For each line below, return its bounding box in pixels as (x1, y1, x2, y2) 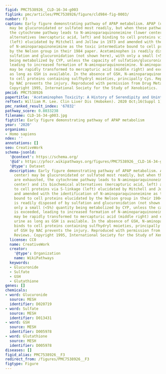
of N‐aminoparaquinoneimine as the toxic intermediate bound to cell (9, 44, 156, 49)
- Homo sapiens (5, 132, 37, 137)
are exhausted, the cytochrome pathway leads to (14, 178, 116, 183)
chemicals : (5, 288, 28, 293)
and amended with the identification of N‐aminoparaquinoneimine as (14, 191, 158, 196)
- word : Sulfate (5, 306, 39, 311)
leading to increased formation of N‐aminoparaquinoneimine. (9, 62, 138, 67)
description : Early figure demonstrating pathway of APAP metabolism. (9, 168, 158, 173)
